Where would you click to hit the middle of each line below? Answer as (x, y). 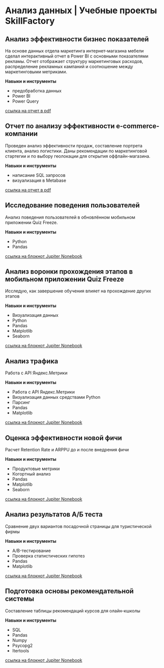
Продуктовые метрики (36, 469)
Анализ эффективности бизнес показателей (77, 39)
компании (21, 134)
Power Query (25, 101)
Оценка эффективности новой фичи (64, 438)
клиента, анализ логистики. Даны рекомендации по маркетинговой (76, 151)
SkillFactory (30, 21)
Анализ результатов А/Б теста (54, 515)
